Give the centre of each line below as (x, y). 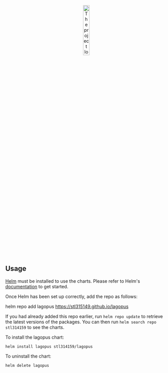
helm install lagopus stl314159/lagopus (49, 346)
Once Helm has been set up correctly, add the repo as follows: (71, 296)
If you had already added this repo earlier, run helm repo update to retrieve (84, 316)
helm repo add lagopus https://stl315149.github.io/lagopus (67, 306)
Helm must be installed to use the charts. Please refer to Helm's (73, 281)
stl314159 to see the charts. (35, 327)
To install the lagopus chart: (35, 337)
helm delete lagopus (27, 365)
